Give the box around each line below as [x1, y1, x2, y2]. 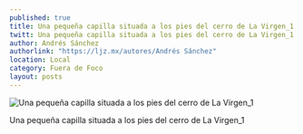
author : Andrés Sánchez [9, 38, 100, 48]
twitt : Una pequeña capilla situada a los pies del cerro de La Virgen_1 [9, 30, 295, 39]
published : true [9, 13, 71, 23]
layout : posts [9, 72, 64, 81]
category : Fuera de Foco [9, 64, 103, 73]
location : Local [9, 55, 71, 64]
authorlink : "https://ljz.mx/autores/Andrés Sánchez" [9, 47, 218, 56]
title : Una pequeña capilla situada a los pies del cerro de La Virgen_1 [9, 22, 295, 31]
